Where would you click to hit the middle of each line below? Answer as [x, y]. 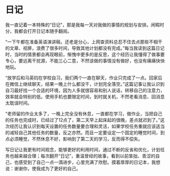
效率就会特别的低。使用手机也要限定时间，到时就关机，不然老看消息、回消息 [85, 96]
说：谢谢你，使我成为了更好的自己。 [43, 168]
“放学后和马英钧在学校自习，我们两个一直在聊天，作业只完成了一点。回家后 [84, 78]
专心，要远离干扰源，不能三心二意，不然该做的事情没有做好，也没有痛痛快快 [85, 61]
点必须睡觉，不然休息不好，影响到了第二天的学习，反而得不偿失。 [74, 139]
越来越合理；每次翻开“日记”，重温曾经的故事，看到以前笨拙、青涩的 [85, 156]
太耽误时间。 [18, 103]
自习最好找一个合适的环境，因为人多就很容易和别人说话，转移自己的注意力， [85, 90]
